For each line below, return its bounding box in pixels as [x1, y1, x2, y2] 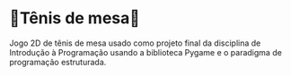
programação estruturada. [9, 56, 107, 67]
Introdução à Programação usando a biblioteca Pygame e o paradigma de [9, 46, 283, 57]
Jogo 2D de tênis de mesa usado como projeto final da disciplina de [9, 38, 261, 48]
